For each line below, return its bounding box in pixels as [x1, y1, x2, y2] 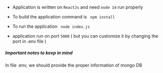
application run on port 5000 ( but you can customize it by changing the [12, 33, 159, 39]
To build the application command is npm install [12, 14, 115, 19]
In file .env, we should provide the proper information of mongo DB [5, 62, 143, 68]
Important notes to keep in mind [5, 50, 73, 56]
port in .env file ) [12, 38, 46, 44]
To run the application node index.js [12, 23, 90, 29]
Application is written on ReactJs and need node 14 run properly [12, 4, 144, 10]
